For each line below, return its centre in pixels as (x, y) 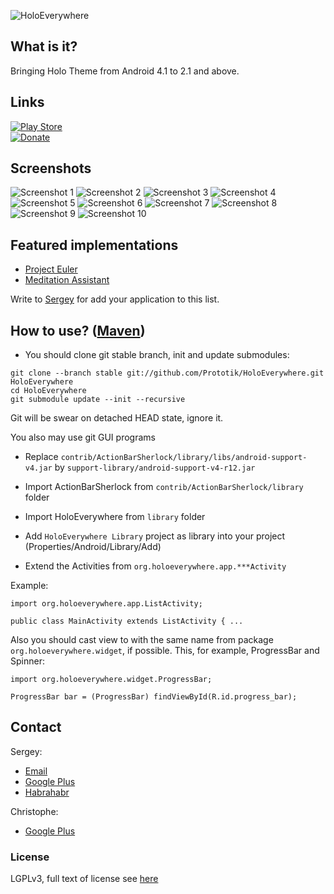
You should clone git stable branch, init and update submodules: (157, 355)
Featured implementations (94, 245)
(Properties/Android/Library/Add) (93, 547)
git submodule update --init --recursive (98, 400)
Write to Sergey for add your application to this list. (115, 299)
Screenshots (51, 168)
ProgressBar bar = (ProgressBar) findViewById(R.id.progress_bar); (154, 697)
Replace (41, 457)
